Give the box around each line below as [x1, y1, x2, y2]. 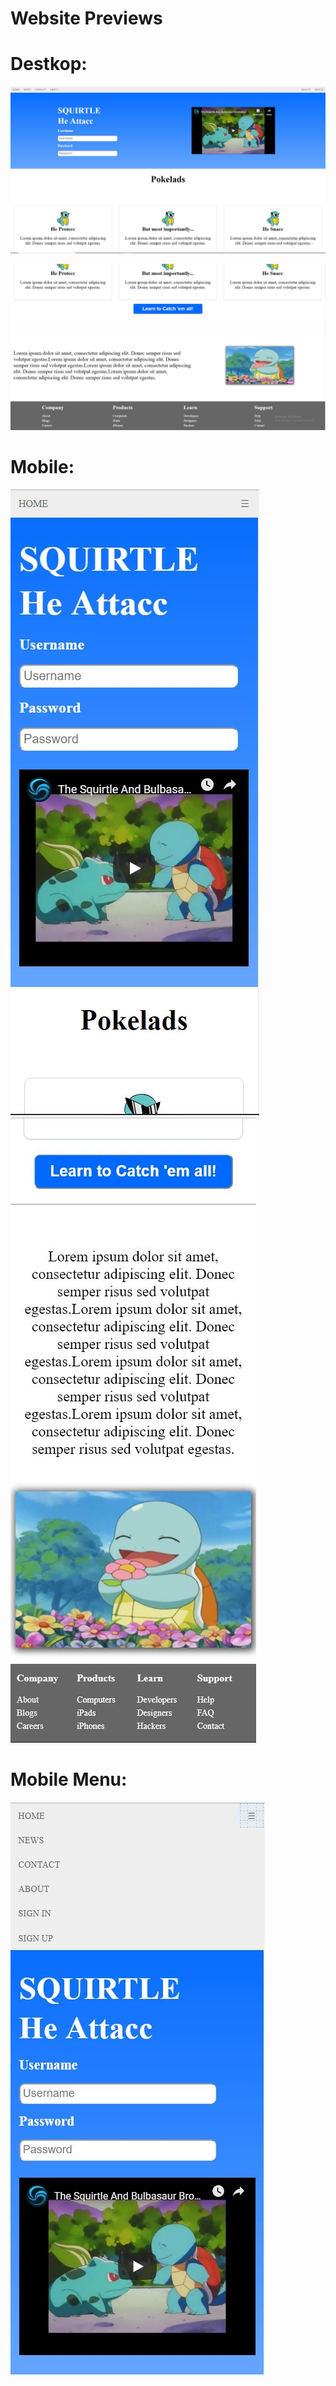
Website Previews [10, 7, 163, 30]
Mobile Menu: [10, 1768, 128, 1791]
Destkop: [10, 53, 88, 76]
